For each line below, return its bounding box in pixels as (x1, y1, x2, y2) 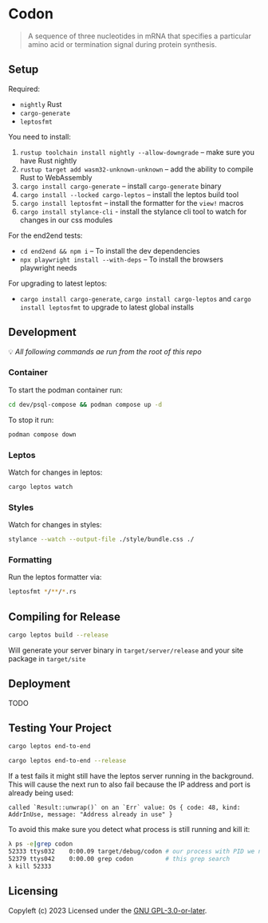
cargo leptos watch (8, 483, 73, 491)
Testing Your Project (8, 721, 112, 735)
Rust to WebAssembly (19, 172, 93, 182)
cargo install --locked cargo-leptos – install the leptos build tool (19, 189, 239, 199)
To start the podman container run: (8, 385, 124, 395)
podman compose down (8, 430, 77, 439)
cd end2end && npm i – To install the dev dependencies (19, 246, 201, 255)
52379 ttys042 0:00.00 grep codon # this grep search (8, 854, 230, 862)
